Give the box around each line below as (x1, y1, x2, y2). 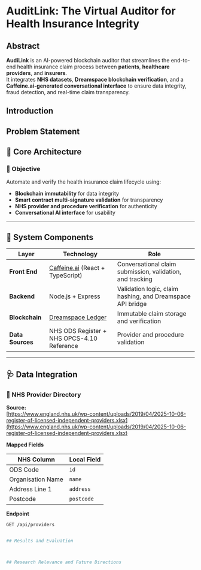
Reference (48, 342, 79, 350)
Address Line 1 (9, 485, 52, 493)
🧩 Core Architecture (6, 147, 82, 157)
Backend (9, 292, 35, 301)
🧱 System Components (6, 232, 94, 242)
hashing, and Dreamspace (117, 292, 191, 301)
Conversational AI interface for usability (14, 209, 115, 217)
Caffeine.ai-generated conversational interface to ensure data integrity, (6, 82, 187, 89)
